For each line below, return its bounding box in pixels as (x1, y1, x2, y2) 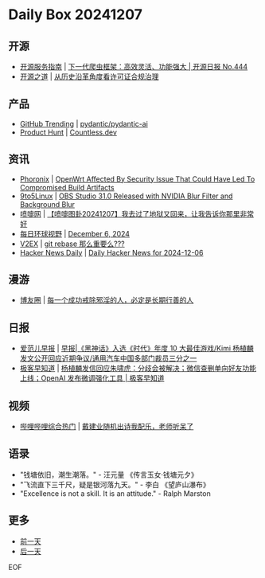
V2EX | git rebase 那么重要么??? (19, 239, 125, 248)
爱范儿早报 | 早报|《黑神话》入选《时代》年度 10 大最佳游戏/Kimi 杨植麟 (19, 344, 255, 353)
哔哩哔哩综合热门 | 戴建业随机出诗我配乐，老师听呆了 (19, 422, 194, 432)
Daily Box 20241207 (8, 6, 143, 24)
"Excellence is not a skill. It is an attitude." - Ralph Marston (19, 488, 211, 498)
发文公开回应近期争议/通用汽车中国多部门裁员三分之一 (19, 353, 197, 363)
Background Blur (19, 199, 76, 209)
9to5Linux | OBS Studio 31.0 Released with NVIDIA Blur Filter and (19, 191, 233, 201)
